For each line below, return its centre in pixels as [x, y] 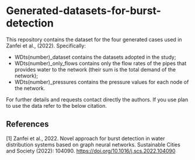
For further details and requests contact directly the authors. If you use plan [97, 99]
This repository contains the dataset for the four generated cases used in [94, 39]
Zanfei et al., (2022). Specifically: [46, 46]
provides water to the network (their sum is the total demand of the [95, 69]
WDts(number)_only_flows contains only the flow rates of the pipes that [100, 63]
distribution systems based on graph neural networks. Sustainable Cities [93, 144]
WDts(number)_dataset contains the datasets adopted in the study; [95, 57]
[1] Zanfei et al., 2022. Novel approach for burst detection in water [86, 138]
